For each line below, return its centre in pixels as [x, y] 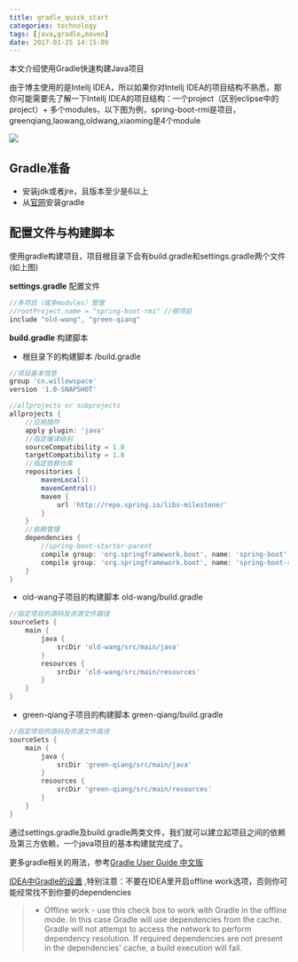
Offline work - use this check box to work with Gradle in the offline [165, 910]
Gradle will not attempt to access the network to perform [148, 928]
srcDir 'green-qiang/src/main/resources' [134, 790]
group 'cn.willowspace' [53, 382]
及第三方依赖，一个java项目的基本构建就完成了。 [98, 843]
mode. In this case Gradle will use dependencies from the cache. [163, 919]
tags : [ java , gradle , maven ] [59, 34]
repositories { [53, 472]
